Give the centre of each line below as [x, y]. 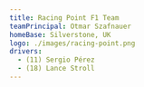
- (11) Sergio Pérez [56, 60]
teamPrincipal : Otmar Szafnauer [70, 26]
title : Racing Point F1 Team [64, 18]
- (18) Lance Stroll [56, 69]
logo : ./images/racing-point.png [72, 43]
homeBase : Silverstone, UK [60, 34]
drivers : [26, 52]
